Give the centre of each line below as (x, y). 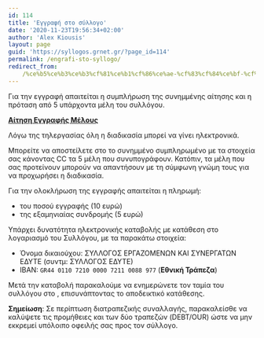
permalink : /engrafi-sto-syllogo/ (65, 60)
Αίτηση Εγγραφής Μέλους (53, 119)
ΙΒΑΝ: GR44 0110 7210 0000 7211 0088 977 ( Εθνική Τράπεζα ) (118, 270)
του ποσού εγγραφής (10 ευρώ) (71, 206)
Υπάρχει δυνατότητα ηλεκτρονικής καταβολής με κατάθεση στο (113, 230)
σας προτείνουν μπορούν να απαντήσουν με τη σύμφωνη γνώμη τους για (129, 167)
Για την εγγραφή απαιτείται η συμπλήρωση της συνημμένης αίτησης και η (130, 96)
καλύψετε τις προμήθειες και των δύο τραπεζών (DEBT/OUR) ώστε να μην (130, 317)
